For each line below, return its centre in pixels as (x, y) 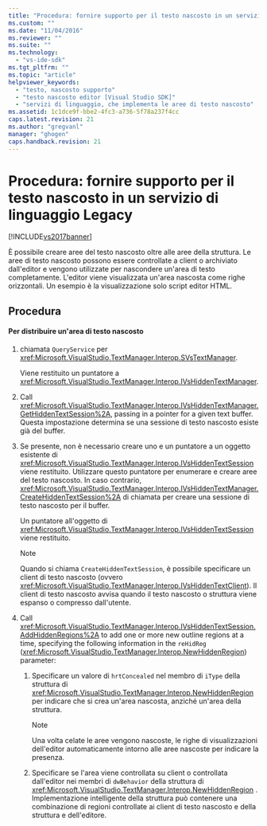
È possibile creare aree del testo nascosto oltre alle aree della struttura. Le (130, 252)
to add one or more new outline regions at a (172, 635)
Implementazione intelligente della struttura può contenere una (134, 798)
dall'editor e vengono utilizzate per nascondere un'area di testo (112, 269)
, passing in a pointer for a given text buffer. (182, 414)
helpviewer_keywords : (44, 82)
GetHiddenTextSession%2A (65, 414)
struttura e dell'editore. (69, 815)
